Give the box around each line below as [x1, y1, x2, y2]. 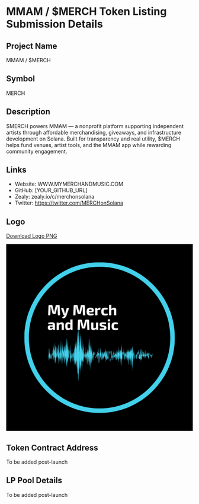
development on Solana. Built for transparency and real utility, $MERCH [6, 135, 181, 142]
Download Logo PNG [6, 232, 57, 240]
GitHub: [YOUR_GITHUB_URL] [14, 187, 88, 194]
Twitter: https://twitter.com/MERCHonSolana [14, 199, 123, 206]
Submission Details [6, 17, 104, 31]
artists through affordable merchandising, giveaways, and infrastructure [6, 129, 182, 136]
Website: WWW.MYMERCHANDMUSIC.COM [14, 180, 123, 188]
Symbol [6, 74, 36, 84]
